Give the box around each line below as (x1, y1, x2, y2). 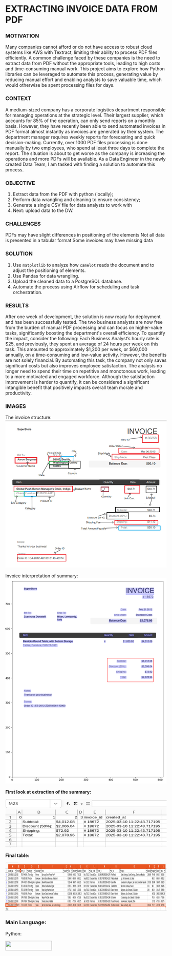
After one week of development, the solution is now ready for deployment (5, 314, 161, 320)
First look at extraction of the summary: (5, 789, 92, 795)
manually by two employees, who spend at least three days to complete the (5, 145, 165, 151)
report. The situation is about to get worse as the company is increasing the (5, 150, 165, 157)
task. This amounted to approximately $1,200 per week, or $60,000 (5, 346, 147, 352)
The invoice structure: (5, 414, 52, 421)
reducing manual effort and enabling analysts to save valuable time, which (5, 76, 162, 83)
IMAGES (5, 402, 27, 409)
